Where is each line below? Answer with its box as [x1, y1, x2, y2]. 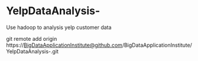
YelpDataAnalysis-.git [6, 47, 59, 54]
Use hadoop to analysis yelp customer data [6, 24, 112, 31]
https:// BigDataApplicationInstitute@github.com [6, 41, 123, 49]
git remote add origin [6, 35, 57, 42]
